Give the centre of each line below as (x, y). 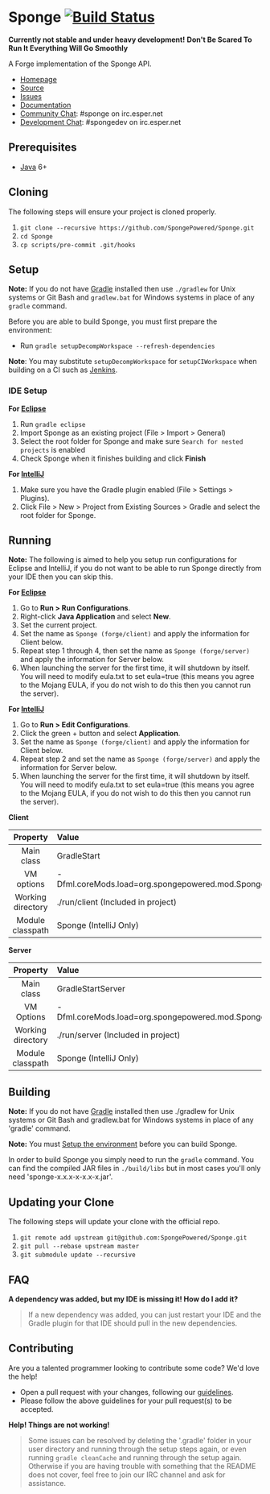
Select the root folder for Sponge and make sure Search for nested (131, 441)
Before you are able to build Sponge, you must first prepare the (113, 321)
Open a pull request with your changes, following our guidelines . (127, 1392)
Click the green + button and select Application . (100, 734)
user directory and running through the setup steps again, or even (137, 1449)
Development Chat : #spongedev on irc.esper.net (100, 122)
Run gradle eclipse (53, 424)
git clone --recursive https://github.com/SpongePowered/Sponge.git (137, 228)
